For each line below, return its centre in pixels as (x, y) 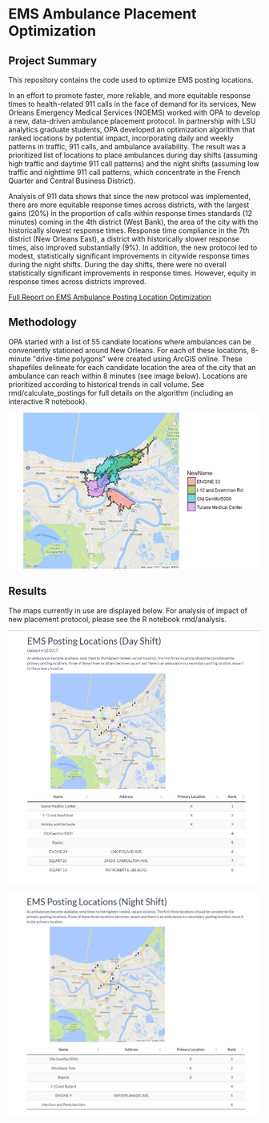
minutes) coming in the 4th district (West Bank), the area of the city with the (133, 222)
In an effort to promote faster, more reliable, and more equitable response (129, 96)
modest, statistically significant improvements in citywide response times (129, 256)
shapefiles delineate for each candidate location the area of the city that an (132, 367)
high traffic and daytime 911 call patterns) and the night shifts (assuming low (134, 164)
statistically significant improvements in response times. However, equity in (132, 273)
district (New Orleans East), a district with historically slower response (124, 239)
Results (28, 591)
